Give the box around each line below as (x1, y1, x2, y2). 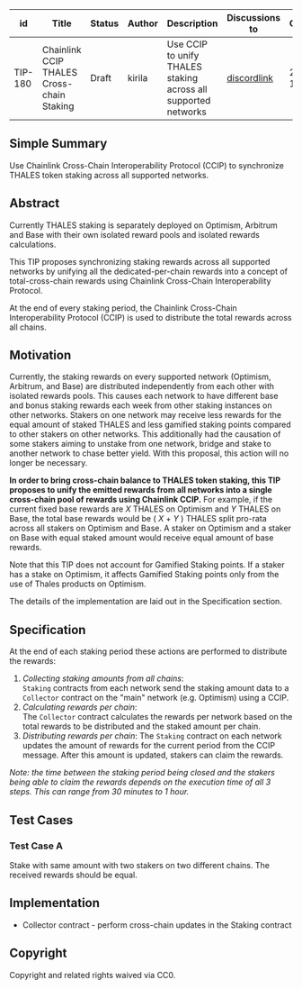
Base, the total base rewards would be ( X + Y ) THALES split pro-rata (9, 513, 267, 524)
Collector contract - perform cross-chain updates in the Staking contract (22, 919, 292, 930)
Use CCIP (166, 38, 209, 50)
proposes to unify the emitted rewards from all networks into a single (9, 485, 272, 495)
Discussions (226, 12, 281, 23)
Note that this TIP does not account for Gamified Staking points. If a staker (9, 559, 285, 570)
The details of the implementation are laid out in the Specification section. (9, 596, 283, 607)
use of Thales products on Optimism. (9, 578, 147, 589)
